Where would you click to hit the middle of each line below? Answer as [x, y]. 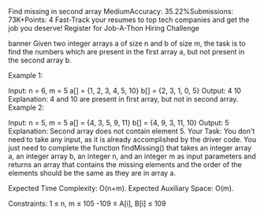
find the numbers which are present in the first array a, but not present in [126, 52]
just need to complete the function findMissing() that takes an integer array [130, 148]
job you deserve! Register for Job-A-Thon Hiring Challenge [104, 28]
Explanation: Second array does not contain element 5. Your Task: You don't [132, 131]
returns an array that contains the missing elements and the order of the [125, 164]
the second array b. [40, 60]
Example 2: [26, 107]
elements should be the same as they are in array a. [92, 173]
